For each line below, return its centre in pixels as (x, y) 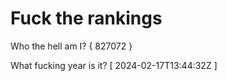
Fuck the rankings (86, 18)
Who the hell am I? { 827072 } (71, 46)
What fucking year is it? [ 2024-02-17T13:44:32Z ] (114, 65)
